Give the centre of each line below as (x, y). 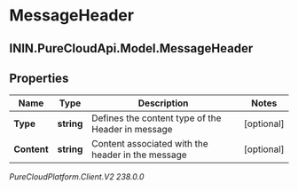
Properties (39, 78)
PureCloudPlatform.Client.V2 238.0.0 (77, 177)
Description (163, 103)
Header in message (132, 130)
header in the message (140, 155)
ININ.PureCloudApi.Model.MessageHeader (131, 48)
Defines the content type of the (157, 118)
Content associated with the (150, 144)
